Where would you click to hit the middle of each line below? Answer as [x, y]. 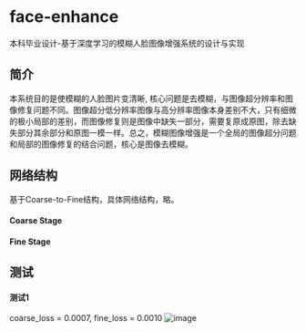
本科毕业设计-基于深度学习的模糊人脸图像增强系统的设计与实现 [127, 43]
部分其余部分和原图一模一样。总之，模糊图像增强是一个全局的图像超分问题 [157, 132]
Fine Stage [31, 241]
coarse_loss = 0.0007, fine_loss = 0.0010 [86, 318]
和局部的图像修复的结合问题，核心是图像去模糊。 [101, 144]
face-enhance [64, 17]
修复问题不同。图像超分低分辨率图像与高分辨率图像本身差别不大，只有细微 [157, 109]
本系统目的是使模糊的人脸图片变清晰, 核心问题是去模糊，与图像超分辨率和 [147, 99]
